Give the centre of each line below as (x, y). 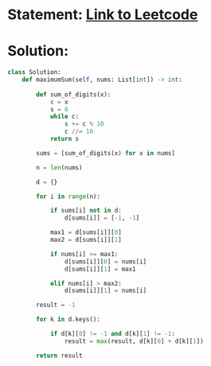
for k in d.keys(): (68, 320)
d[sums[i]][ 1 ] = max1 (100, 269)
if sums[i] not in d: (86, 211)
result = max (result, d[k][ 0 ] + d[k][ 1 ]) (134, 341)
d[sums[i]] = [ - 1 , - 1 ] (102, 218)
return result (59, 356)
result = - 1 (56, 305)
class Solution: (34, 72)
